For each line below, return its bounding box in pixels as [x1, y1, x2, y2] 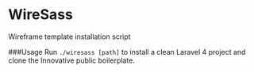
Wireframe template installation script [8, 32, 131, 41]
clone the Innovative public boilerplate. [8, 56, 135, 65]
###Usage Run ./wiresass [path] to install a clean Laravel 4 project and [8, 47, 246, 56]
